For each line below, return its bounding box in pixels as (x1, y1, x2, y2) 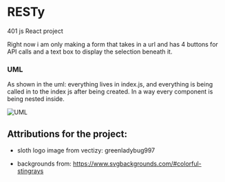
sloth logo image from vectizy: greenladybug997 (17, 146, 156, 155)
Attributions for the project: (7, 128, 127, 139)
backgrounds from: (17, 159, 72, 168)
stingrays (17, 167, 44, 175)
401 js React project (7, 27, 63, 35)
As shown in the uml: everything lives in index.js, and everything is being (7, 80, 213, 89)
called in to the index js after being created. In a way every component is (7, 87, 213, 96)
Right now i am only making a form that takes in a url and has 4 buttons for (7, 40, 219, 48)
